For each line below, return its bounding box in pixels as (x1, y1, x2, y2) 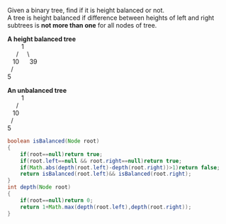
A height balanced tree (7, 35, 77, 43)
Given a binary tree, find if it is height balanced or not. (7, 6, 165, 14)
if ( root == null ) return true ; (20, 150, 103, 158)
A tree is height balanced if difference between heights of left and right (7, 13, 215, 22)
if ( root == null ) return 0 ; (20, 196, 94, 204)
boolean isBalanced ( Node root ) (7, 138, 100, 145)
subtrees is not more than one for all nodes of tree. (7, 21, 157, 29)
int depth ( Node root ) (7, 184, 72, 191)
